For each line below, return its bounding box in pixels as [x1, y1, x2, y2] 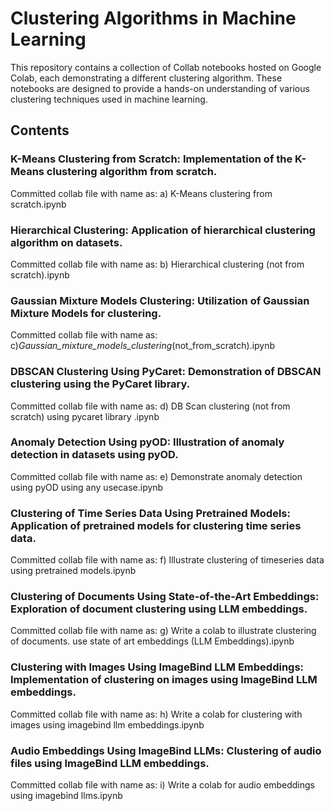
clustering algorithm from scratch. [46, 165, 218, 179]
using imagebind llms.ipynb [10, 790, 123, 801]
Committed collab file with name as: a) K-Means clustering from [10, 187, 273, 199]
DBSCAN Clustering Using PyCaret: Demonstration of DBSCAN [10, 365, 322, 379]
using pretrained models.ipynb [10, 565, 137, 577]
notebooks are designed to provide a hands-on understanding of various [10, 82, 310, 94]
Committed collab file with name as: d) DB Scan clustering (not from [10, 400, 291, 412]
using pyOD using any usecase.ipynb [10, 481, 164, 493]
